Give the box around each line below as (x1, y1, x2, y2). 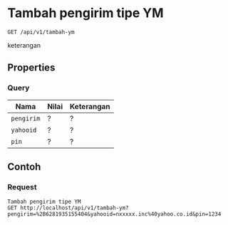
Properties (7, 62, 56, 74)
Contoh (7, 161, 41, 173)
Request (7, 182, 37, 192)
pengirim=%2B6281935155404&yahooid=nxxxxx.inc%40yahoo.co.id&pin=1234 (7, 211, 222, 218)
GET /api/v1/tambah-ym (7, 28, 75, 36)
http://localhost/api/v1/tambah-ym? (20, 204, 130, 211)
